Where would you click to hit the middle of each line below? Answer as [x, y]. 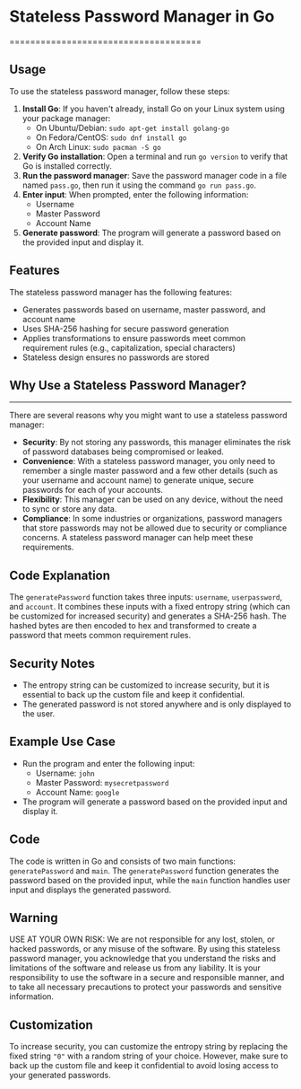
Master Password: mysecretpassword [102, 782]
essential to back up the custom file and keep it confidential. [133, 694]
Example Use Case [63, 742]
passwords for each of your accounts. [93, 490]
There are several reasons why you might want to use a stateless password [149, 416]
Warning [34, 918]
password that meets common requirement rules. [100, 636]
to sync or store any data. [69, 509]
